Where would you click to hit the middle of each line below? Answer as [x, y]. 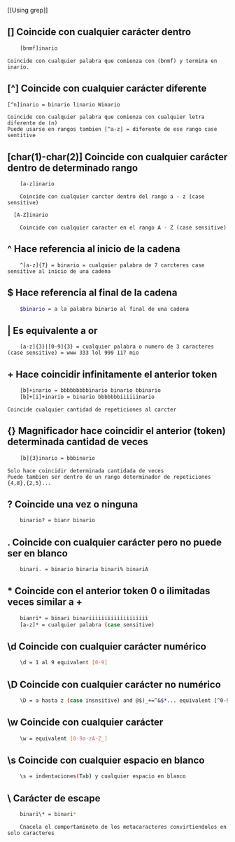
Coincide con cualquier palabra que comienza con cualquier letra [106, 117]
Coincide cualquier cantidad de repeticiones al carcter [92, 409]
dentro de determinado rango [73, 168]
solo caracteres [31, 833]
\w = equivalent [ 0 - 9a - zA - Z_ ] [64, 738]
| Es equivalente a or [52, 331]
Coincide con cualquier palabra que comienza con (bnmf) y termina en [112, 61]
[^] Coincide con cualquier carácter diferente [107, 89]
